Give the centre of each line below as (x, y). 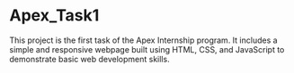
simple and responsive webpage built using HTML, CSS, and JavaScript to (147, 49)
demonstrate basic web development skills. (89, 59)
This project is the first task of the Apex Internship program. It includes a (143, 40)
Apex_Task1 (54, 16)
